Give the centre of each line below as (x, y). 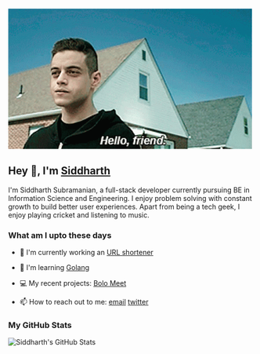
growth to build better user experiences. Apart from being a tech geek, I (124, 206)
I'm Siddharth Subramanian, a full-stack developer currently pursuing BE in (129, 190)
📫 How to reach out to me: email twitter (84, 302)
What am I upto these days (60, 235)
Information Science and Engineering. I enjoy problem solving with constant (130, 198)
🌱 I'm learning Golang (54, 268)
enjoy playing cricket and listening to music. (79, 215)
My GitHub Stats (40, 325)
